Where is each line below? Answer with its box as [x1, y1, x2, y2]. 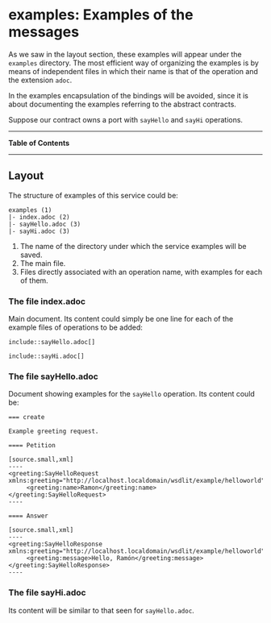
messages [8, 23, 79, 41]
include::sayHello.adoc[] [8, 338, 95, 347]
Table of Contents [8, 138, 70, 147]
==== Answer [8, 512, 48, 521]
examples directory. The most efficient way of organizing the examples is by [8, 58, 260, 68]
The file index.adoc [8, 296, 86, 307]
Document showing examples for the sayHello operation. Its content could [8, 389, 256, 399]
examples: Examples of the [8, 6, 194, 24]
